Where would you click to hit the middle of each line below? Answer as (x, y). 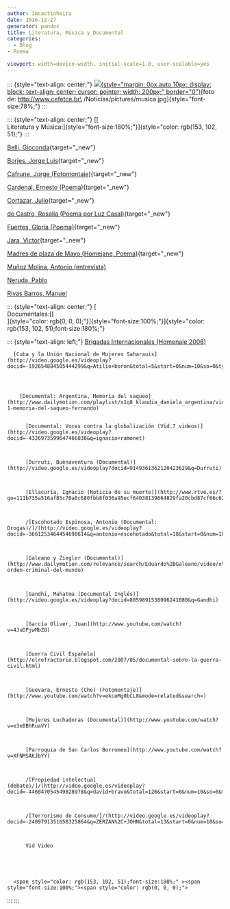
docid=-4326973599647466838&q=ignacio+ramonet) (76, 438)
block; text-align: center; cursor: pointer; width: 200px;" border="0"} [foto (111, 91)
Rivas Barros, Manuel (37, 293)
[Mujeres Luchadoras (54, 720)
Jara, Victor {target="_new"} (47, 240)
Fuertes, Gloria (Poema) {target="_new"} (64, 227)
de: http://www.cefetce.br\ (44, 99)
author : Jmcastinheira (39, 13)
